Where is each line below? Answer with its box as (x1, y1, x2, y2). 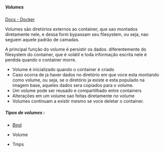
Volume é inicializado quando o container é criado (12, 66, 115, 72)
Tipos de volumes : (5, 109, 45, 115)
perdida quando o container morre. (5, 57, 77, 63)
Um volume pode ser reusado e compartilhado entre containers (12, 87, 142, 93)
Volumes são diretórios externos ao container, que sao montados (5, 26, 138, 32)
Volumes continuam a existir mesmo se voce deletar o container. (12, 98, 144, 104)
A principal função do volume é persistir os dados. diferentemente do (5, 46, 147, 52)
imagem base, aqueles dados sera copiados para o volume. (12, 82, 134, 88)
